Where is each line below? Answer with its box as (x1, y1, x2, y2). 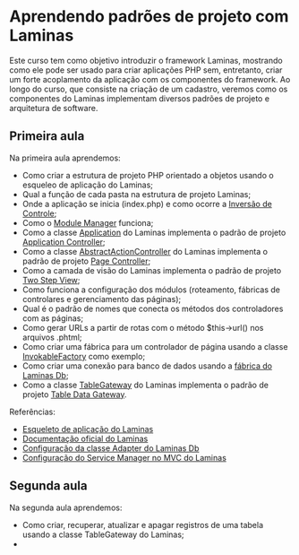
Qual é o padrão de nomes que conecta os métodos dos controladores (21, 303, 284, 314)
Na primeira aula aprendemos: (9, 152, 121, 163)
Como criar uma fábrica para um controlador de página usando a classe (21, 341, 288, 351)
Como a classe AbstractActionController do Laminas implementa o (21, 246, 269, 256)
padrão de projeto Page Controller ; (21, 256, 151, 266)
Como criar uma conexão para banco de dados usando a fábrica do (21, 360, 273, 371)
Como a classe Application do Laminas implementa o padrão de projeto (21, 227, 286, 238)
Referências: (9, 406, 56, 417)
